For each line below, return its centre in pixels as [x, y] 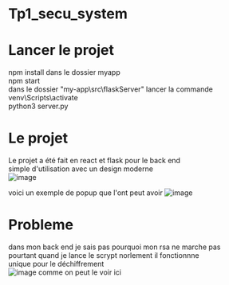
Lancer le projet [61, 51]
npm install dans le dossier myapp [65, 72]
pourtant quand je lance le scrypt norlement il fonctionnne [104, 255]
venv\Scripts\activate [43, 98]
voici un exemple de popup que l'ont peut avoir [86, 193]
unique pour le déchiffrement [56, 264]
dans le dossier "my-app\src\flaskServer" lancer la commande [111, 89]
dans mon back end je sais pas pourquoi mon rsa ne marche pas [114, 247]
